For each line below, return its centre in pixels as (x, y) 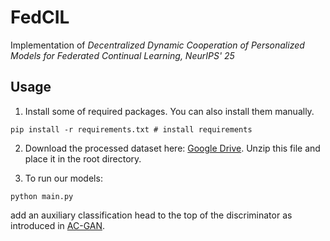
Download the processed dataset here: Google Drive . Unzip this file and (172, 148)
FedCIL (40, 17)
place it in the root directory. (83, 158)
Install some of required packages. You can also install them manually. (169, 111)
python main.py (42, 196)
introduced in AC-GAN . (58, 225)
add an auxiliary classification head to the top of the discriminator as (151, 215)
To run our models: (63, 178)
